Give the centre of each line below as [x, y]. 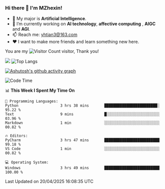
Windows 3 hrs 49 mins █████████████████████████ [82, 168]
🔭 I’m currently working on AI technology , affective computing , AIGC [84, 24]
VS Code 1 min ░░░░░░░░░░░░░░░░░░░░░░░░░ [82, 149]
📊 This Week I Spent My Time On [40, 90]
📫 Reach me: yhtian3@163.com [45, 35]
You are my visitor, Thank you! [52, 51]
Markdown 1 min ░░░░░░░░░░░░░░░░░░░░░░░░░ [82, 123]
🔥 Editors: [16, 136]
